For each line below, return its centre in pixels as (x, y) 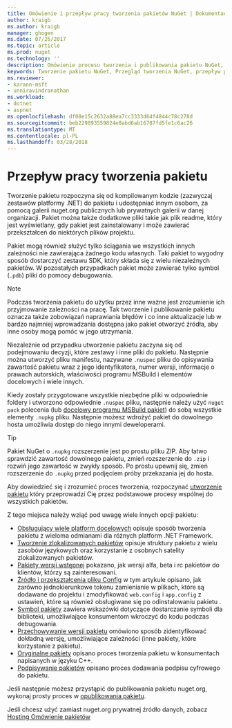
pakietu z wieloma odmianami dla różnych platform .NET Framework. (115, 536)
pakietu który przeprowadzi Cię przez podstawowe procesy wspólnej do (110, 494)
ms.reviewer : (26, 78)
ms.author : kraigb (33, 26)
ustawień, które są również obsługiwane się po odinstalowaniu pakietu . (119, 602)
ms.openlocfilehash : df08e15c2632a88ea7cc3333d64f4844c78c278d (100, 116)
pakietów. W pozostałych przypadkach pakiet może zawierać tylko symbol (113, 268)
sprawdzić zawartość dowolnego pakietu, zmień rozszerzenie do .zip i (108, 459)
